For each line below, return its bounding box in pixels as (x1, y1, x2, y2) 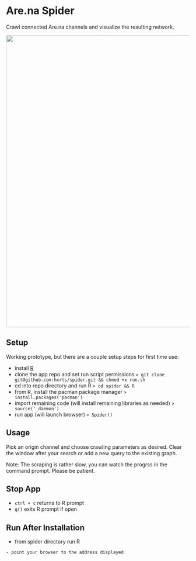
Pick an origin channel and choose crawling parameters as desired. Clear (6, 443, 182, 451)
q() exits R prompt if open (14, 505, 78, 512)
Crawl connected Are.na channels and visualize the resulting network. (6, 23, 174, 30)
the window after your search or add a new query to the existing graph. (6, 449, 177, 456)
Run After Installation (6, 522, 85, 532)
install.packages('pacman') (14, 394, 83, 400)
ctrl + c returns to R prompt (14, 500, 85, 507)
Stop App (6, 484, 41, 494)
